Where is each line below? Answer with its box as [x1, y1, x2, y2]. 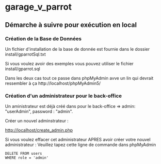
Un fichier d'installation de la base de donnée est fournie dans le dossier [5, 46, 150, 52]
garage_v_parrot [5, 1, 72, 13]
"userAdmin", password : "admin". [5, 108, 73, 115]
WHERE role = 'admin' [5, 155, 49, 161]
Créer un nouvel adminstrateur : [5, 118, 69, 124]
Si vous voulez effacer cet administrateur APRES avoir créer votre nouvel [5, 137, 151, 143]
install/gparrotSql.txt [5, 51, 46, 57]
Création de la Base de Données [5, 35, 81, 42]
